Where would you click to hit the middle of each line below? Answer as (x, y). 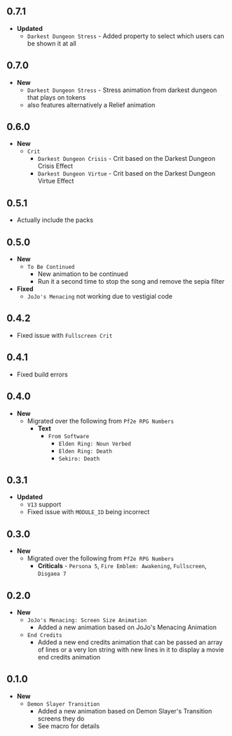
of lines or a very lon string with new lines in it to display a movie (131, 650)
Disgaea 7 (52, 574)
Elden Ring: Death (86, 451)
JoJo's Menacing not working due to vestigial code (100, 296)
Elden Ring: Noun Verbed (95, 444)
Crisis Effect (55, 166)
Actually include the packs (55, 220)
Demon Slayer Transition (63, 704)
